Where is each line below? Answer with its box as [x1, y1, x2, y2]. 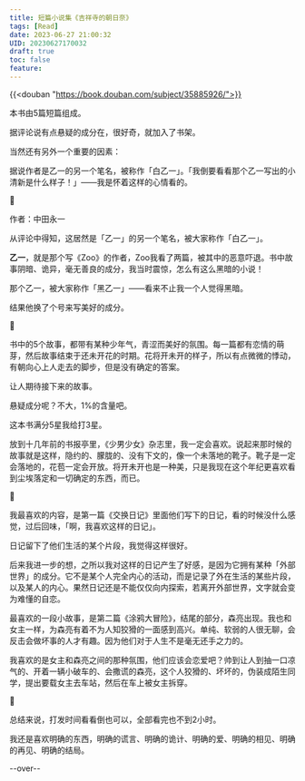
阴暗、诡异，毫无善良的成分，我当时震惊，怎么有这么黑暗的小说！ [16, 263, 264, 274]
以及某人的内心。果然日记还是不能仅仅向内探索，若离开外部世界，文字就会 [9, 581, 288, 592]
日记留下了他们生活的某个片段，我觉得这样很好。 [9, 540, 192, 551]
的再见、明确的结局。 [9, 745, 89, 756]
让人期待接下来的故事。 [9, 380, 97, 391]
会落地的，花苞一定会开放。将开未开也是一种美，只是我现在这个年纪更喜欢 [9, 461, 288, 472]
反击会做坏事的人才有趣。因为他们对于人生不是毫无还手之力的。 [9, 635, 248, 646]
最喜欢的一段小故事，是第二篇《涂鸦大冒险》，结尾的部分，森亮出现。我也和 [9, 612, 292, 623]
